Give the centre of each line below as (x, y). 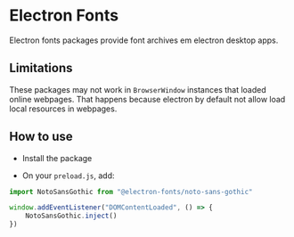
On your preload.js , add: (68, 176)
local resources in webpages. (63, 109)
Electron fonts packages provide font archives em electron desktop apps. (144, 40)
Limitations (41, 68)
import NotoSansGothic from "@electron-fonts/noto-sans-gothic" (131, 192)
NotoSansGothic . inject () (71, 216)
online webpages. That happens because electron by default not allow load (147, 99)
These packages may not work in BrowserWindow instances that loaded (138, 89)
